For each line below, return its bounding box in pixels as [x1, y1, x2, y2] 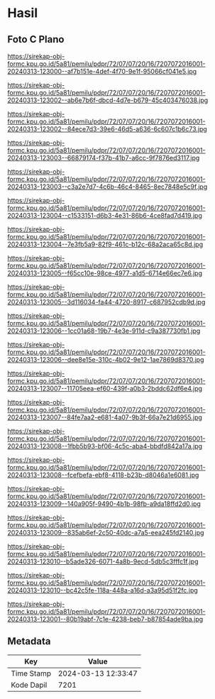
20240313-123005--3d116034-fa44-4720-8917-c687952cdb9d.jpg [7, 298, 206, 306]
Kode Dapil [11, 680, 48, 690]
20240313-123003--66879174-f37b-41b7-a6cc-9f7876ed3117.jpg [7, 154, 200, 162]
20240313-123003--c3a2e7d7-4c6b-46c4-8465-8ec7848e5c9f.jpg [7, 182, 208, 191]
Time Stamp [11, 668, 52, 678]
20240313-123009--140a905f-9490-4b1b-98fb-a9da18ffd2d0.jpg [7, 500, 201, 508]
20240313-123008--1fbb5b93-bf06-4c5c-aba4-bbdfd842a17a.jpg [7, 442, 203, 450]
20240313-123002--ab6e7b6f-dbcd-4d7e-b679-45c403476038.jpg [7, 96, 209, 104]
